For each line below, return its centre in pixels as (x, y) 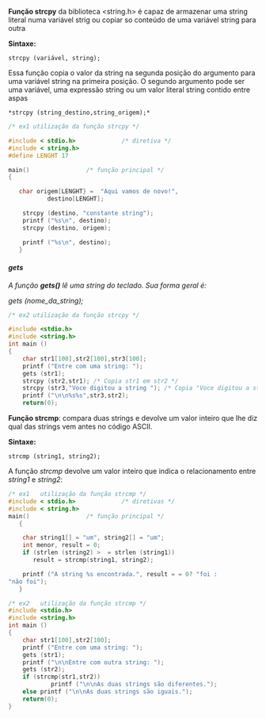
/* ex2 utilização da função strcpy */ (74, 315)
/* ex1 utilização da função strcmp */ (78, 495)
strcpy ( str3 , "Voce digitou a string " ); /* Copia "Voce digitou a (136, 388)
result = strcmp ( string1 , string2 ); (93, 560)
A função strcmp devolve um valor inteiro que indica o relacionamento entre (132, 472)
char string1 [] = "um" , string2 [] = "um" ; (93, 538)
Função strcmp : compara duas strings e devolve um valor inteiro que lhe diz (133, 418)
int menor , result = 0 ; (62, 545)
